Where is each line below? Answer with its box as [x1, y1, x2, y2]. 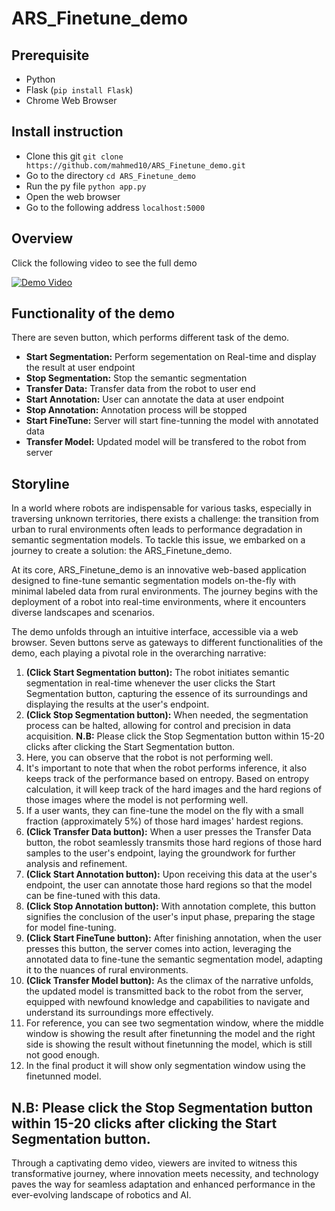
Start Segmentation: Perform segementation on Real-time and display [25, 351, 317, 363]
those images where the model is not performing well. [25, 794, 249, 806]
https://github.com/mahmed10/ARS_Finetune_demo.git [25, 160, 246, 171]
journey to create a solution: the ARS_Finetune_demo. [11, 545, 233, 557]
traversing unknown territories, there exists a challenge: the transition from [11, 513, 319, 525]
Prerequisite [11, 47, 90, 64]
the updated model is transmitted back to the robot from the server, [25, 985, 304, 997]
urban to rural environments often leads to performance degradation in [11, 523, 303, 536]
